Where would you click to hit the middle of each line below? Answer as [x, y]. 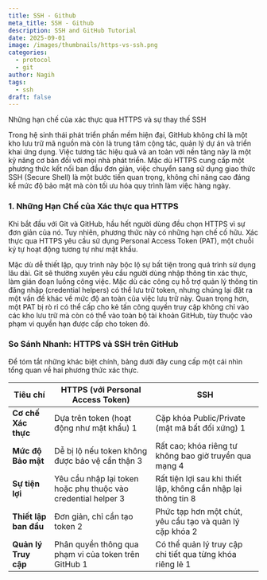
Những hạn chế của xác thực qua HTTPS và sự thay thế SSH [107, 119]
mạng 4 [170, 465]
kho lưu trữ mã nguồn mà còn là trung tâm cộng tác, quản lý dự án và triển [130, 143]
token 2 [69, 526]
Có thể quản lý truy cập [199, 544]
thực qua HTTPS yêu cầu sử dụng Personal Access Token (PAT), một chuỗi [131, 240]
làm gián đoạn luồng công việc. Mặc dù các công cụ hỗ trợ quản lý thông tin [133, 281]
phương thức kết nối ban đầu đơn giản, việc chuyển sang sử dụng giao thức [132, 169]
